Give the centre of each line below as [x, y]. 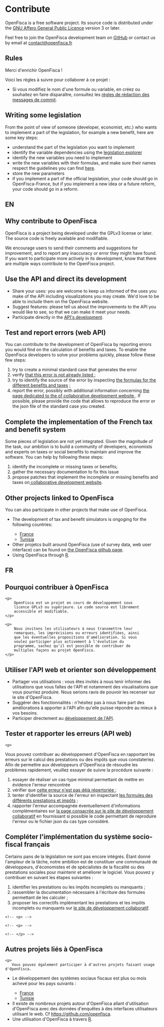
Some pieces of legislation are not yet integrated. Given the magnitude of [79, 442]
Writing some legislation [43, 115]
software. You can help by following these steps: [54, 457]
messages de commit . [35, 100]
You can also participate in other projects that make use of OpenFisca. [76, 510]
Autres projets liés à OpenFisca [54, 949]
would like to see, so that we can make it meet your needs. [71, 312]
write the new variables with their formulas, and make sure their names [84, 163]
